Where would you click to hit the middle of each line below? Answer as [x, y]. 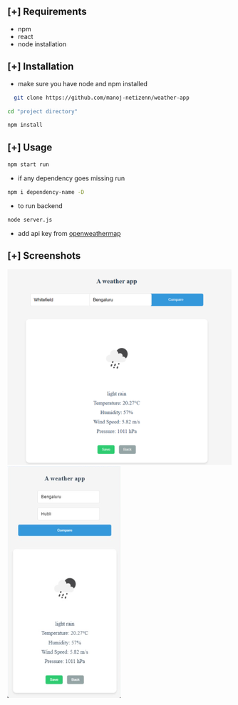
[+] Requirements [47, 12]
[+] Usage [30, 147]
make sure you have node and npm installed [83, 83]
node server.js [30, 220]
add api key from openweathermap [69, 233]
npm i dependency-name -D [46, 192]
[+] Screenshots [44, 256]
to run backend [40, 205]
